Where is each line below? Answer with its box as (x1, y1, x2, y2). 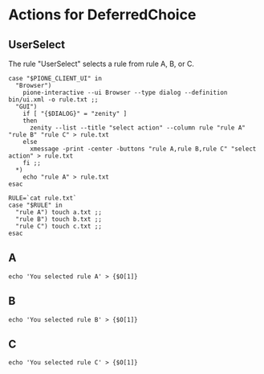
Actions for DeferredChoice (8, 6, 197, 24)
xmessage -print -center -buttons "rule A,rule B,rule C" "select (29, 145, 257, 153)
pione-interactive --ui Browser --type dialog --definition (22, 88, 228, 97)
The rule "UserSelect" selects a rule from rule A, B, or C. (8, 59, 195, 68)
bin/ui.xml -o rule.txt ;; (8, 96, 99, 104)
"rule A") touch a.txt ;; (15, 208, 103, 216)
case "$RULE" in (8, 201, 63, 209)
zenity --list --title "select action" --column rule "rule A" (29, 124, 246, 132)
